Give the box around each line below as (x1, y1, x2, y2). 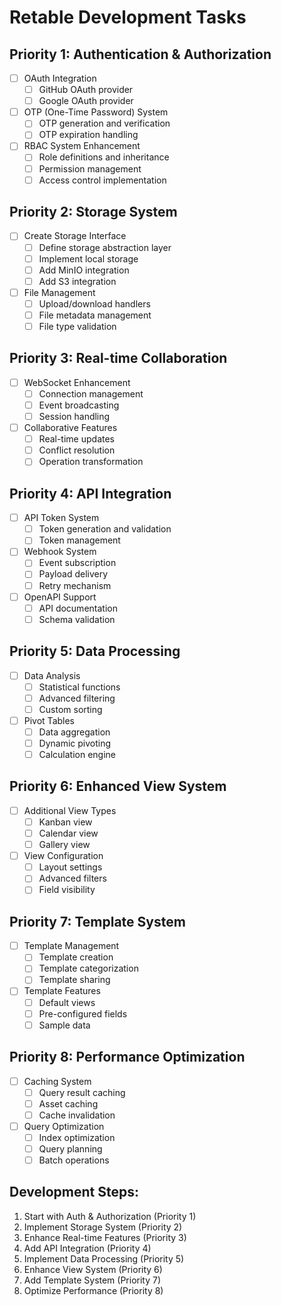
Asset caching (38, 1097, 99, 1110)
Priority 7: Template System (9, 913, 186, 930)
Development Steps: (9, 1184, 139, 1201)
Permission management (38, 162, 142, 175)
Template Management (23, 940, 120, 952)
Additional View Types (23, 804, 117, 816)
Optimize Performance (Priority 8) (23, 1284, 164, 1296)
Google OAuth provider (38, 95, 134, 107)
